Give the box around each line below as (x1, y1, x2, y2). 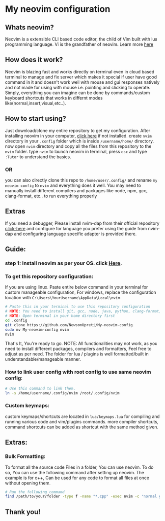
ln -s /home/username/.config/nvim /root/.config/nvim (5, 390, 120, 395)
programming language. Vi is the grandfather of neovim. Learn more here (5, 41, 154, 47)
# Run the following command (5, 489, 65, 494)
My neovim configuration (5, 3, 110, 15)
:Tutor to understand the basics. (5, 154, 71, 160)
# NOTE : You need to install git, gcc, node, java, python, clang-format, (5, 309, 162, 314)
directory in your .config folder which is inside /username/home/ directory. (5, 138, 154, 144)
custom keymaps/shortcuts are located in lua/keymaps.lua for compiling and (5, 413, 160, 419)
